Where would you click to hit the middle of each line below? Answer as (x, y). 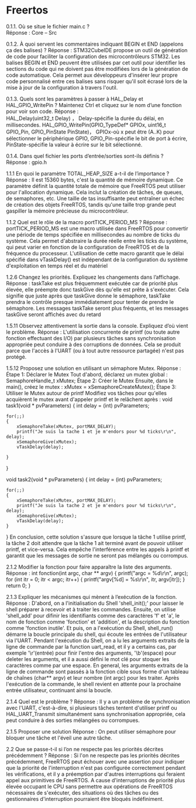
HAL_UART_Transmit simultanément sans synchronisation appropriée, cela (96, 714)
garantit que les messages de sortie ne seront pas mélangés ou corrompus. (97, 555)
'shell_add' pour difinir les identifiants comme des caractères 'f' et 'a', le (93, 615)
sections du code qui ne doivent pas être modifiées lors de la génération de (97, 69)
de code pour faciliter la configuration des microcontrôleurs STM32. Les (93, 56)
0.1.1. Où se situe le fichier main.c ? (48, 26)
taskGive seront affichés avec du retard (54, 314)
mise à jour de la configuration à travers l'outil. (62, 87)
